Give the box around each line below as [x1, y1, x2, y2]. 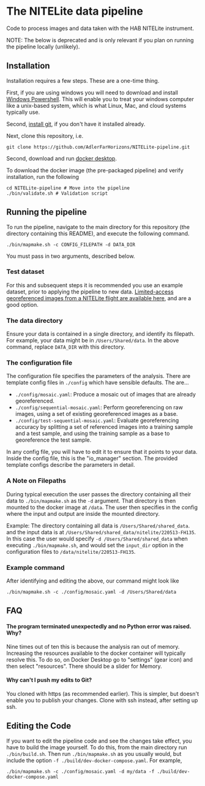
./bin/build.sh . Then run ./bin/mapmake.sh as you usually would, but [6, 750, 182, 757]
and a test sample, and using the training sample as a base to [15, 430, 170, 437]
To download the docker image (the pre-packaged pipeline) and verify [6, 167, 184, 174]
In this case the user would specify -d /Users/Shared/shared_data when [6, 535, 188, 542]
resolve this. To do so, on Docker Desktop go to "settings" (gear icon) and [6, 656, 193, 663]
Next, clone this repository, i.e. [6, 132, 84, 139]
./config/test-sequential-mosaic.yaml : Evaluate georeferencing [15, 417, 179, 424]
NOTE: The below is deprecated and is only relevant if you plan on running [6, 36, 194, 43]
